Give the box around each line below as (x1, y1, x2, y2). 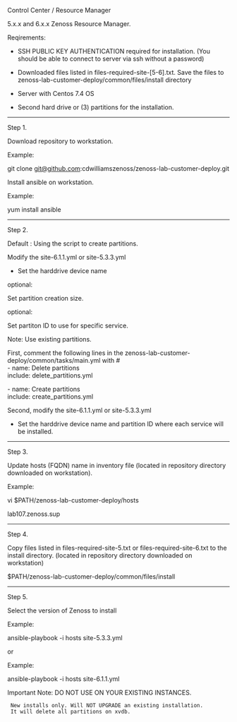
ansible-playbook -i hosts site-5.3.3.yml (7, 634, 123, 642)
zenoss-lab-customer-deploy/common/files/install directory (17, 76, 192, 84)
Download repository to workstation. (7, 137, 114, 145)
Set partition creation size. (7, 294, 84, 302)
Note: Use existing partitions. (7, 335, 92, 343)
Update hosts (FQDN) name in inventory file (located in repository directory (7, 462, 226, 469)
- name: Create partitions (7, 385, 80, 393)
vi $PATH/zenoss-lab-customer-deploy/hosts (7, 496, 139, 504)
